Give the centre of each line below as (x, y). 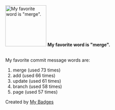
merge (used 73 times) (37, 70)
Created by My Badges (29, 102)
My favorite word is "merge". (79, 45)
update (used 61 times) (37, 81)
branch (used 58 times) (37, 86)
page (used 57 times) (35, 92)
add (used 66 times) (34, 76)
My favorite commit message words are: (48, 60)
